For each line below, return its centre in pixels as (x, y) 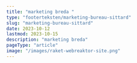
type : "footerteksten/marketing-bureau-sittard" (69, 17)
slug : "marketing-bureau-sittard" (50, 23)
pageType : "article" (32, 46)
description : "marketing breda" (47, 40)
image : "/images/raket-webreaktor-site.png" (63, 51)
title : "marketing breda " (40, 12)
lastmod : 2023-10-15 (32, 34)
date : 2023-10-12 (28, 28)
